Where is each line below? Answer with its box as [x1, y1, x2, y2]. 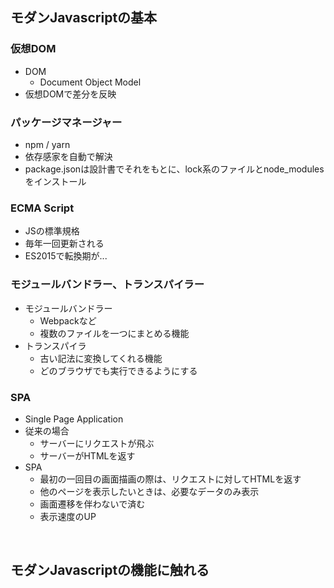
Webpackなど [39, 314, 97, 327]
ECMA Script [10, 201, 75, 215]
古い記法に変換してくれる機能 [39, 352, 163, 364]
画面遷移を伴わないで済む [39, 498, 146, 510]
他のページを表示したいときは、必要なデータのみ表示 [39, 485, 260, 497]
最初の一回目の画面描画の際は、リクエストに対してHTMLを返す [39, 473, 302, 485]
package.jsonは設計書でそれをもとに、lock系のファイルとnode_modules [24, 163, 325, 175]
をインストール [24, 175, 87, 187]
